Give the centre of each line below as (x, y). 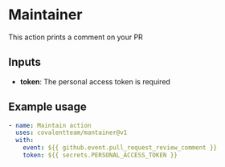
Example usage (47, 107)
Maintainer (45, 15)
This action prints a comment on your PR (76, 37)
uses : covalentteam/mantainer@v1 (72, 133)
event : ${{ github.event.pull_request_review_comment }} (120, 148)
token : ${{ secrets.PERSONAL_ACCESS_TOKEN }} (100, 155)
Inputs (25, 62)
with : (25, 141)
